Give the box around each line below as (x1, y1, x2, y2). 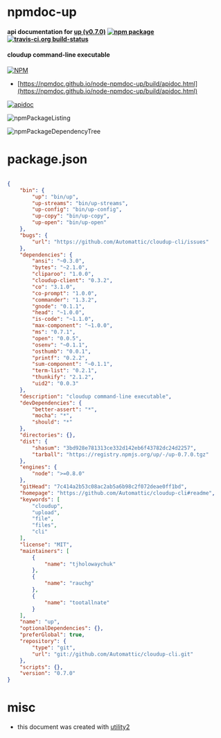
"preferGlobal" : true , (19, 631, 85, 638)
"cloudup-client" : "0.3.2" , (32, 277, 113, 284)
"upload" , (32, 509, 60, 516)
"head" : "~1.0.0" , (32, 309, 85, 316)
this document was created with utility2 (17, 723, 130, 731)
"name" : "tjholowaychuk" (44, 561, 116, 568)
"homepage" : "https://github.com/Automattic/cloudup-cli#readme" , (19, 489, 215, 496)
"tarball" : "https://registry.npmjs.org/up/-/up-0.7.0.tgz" (32, 451, 209, 458)
